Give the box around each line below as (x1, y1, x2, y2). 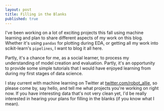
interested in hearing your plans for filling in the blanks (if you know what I (5, 96, 155, 102)
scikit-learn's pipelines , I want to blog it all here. (5, 45, 103, 52)
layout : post (5, 7, 32, 12)
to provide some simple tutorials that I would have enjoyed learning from (5, 65, 151, 71)
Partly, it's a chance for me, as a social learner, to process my (5, 55, 129, 61)
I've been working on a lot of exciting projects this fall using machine (5, 30, 143, 36)
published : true (5, 16, 38, 21)
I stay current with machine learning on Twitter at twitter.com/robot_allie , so (5, 80, 158, 86)
